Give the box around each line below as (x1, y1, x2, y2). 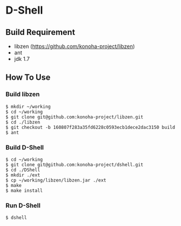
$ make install (5, 188, 43, 193)
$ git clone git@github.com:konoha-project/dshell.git (5, 162, 144, 167)
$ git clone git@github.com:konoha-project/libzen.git (5, 114, 144, 120)
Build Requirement (5, 27, 75, 37)
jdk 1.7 (14, 56, 30, 62)
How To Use (5, 72, 51, 83)
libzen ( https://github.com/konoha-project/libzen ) (14, 43, 135, 50)
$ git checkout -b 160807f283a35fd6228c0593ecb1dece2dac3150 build (5, 124, 176, 130)
